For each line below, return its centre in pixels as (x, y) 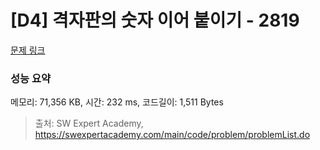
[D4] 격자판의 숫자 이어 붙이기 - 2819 (155, 20)
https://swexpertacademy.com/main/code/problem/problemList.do (172, 135)
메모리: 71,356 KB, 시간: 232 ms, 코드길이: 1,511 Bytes (117, 102)
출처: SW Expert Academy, (89, 123)
